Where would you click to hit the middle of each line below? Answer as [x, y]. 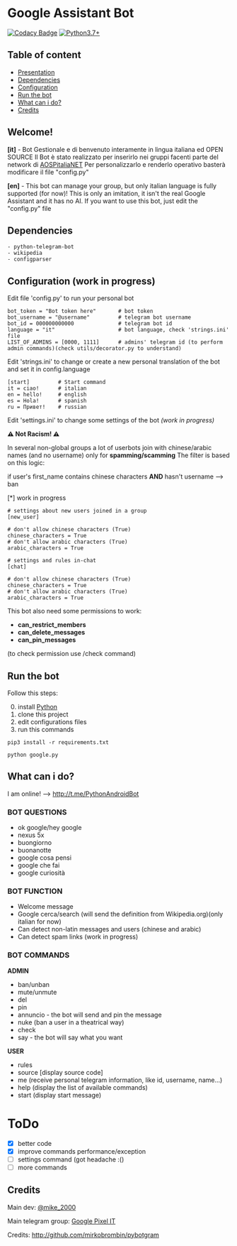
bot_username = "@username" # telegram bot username [99, 317]
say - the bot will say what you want [70, 1037]
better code [35, 1143]
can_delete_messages [51, 633]
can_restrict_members [52, 625]
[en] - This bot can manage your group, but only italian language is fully [112, 185]
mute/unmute [37, 992]
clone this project [43, 714]
